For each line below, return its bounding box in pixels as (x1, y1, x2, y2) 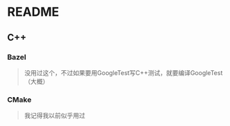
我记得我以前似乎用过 (24, 112, 85, 120)
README (7, 4, 60, 20)
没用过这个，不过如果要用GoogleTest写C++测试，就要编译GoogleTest (24, 68, 223, 76)
